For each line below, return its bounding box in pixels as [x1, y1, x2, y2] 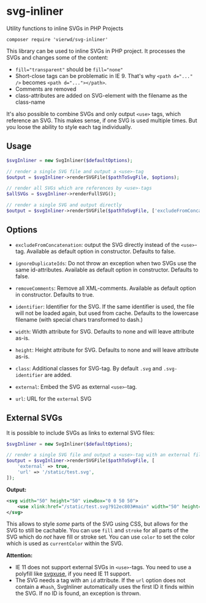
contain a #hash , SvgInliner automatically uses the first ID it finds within [15, 583, 194, 591]
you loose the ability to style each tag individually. [6, 123, 132, 130]
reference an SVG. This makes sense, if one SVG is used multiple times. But [6, 117, 197, 124]
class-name [15, 98, 45, 106]
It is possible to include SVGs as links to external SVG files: [6, 429, 155, 437]
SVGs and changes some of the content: [6, 53, 109, 61]
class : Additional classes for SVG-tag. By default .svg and [15, 364, 162, 372]
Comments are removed [15, 85, 77, 93]
